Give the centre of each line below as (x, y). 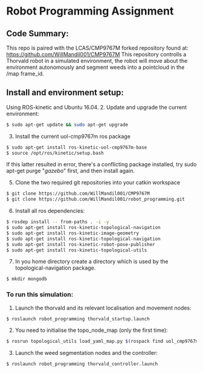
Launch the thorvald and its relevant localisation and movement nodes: (103, 308)
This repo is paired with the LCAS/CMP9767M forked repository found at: (97, 48)
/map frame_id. (25, 73)
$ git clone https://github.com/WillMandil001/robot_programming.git (96, 199)
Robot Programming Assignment (90, 11)
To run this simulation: (40, 294)
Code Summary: (38, 34)
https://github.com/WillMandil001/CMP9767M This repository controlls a (96, 54)
